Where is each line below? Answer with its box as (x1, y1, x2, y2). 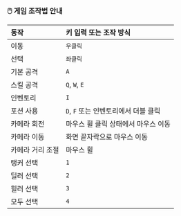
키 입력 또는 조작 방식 (65, 28, 131, 37)
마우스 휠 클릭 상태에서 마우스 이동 (65, 119, 171, 129)
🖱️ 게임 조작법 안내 (7, 6, 64, 15)
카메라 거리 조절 (10, 145, 59, 155)
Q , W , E (65, 80, 84, 89)
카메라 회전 (10, 119, 45, 129)
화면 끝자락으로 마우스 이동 (65, 132, 149, 142)
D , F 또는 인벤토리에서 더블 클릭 (65, 106, 161, 116)
